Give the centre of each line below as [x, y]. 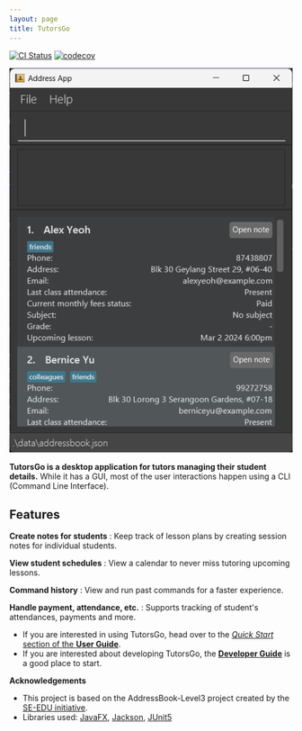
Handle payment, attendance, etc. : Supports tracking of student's [134, 607]
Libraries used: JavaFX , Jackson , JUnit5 [97, 717]
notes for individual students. [63, 546]
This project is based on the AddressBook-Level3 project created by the [156, 698]
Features [35, 514]
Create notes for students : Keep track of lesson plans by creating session [148, 536]
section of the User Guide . [71, 644]
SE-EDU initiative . [55, 708]
